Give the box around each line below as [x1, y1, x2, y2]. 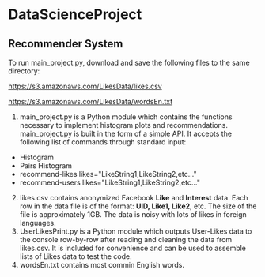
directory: [8, 66, 40, 76]
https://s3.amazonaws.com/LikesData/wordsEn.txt [8, 97, 173, 106]
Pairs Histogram [19, 161, 73, 170]
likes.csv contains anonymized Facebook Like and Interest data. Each [19, 193, 248, 202]
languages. [19, 219, 57, 227]
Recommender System [8, 37, 123, 51]
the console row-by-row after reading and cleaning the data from [19, 235, 233, 244]
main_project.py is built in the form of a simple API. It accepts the [19, 129, 232, 138]
